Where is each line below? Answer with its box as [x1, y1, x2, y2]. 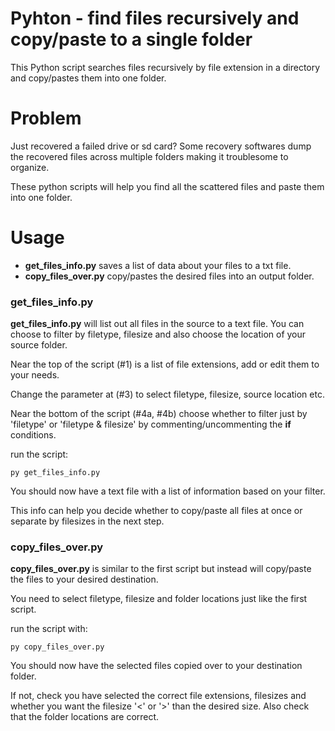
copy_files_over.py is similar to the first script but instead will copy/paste [10, 563, 312, 575]
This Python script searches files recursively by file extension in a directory [10, 61, 321, 73]
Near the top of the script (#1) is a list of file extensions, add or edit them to [10, 358, 320, 371]
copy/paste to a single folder [10, 28, 253, 51]
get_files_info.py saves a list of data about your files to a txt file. [24, 259, 292, 271]
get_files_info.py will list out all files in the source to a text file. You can [10, 318, 305, 330]
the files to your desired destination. [10, 573, 159, 586]
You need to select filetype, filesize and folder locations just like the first [10, 593, 308, 605]
